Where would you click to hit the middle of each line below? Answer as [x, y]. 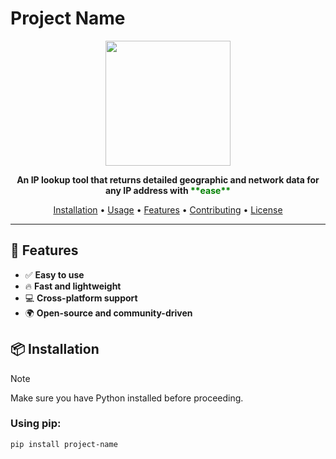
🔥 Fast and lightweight [73, 286]
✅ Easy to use [54, 274]
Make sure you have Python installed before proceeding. [127, 398]
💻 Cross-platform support [81, 298]
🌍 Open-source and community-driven [108, 313]
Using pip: [36, 424]
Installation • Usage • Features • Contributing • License [168, 209]
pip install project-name [64, 444]
